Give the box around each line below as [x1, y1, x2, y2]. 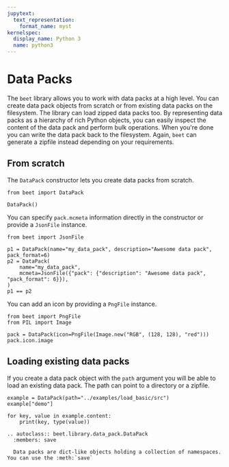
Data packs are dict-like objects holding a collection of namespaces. [13, 448, 222, 455]
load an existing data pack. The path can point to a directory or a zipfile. [7, 381, 210, 390]
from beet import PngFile [7, 313, 81, 320]
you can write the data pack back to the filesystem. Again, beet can [7, 130, 197, 139]
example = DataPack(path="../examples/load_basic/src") [7, 394, 170, 401]
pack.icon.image [7, 337, 53, 344]
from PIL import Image [7, 319, 72, 326]
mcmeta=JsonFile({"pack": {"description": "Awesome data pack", [19, 270, 206, 276]
